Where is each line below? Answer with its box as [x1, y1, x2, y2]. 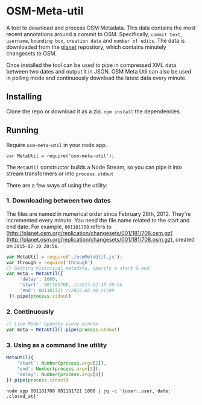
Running [6, 125, 39, 136]
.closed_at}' [6, 393, 39, 399]
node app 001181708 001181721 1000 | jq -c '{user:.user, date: [6, 388, 171, 394]
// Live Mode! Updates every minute [6, 321, 98, 327]
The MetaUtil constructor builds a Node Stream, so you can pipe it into [6, 163, 182, 171]
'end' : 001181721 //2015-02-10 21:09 [19, 287, 115, 294]
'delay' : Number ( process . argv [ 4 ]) [17, 371, 104, 377]
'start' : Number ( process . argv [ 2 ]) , [17, 360, 107, 366]
